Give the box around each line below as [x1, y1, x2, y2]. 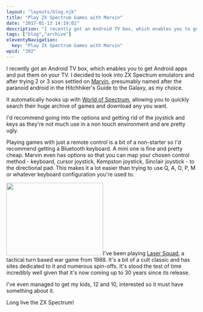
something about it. [6, 287, 54, 294]
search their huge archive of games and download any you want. [6, 102, 168, 109]
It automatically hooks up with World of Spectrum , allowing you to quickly [6, 96, 189, 103]
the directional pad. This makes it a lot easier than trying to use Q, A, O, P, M [6, 164, 196, 171]
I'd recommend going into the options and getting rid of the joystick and [6, 114, 185, 121]
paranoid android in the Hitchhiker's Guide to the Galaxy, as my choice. [6, 84, 183, 91]
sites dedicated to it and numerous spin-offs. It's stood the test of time [6, 262, 182, 270]
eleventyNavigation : [6, 37, 59, 43]
